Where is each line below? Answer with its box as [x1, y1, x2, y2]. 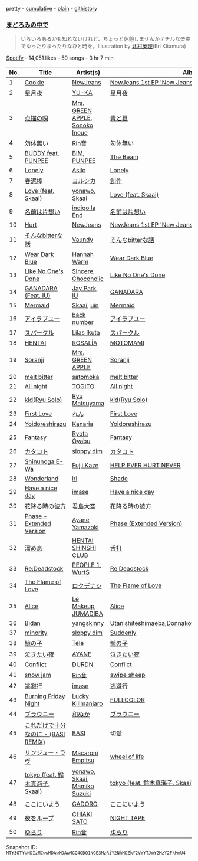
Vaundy [71, 235, 93, 244]
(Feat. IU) [24, 292, 51, 300]
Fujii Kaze [71, 461, 99, 470]
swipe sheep [110, 671, 146, 679]
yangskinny [71, 619, 104, 627]
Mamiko [71, 782, 94, 790]
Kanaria [71, 420, 94, 428]
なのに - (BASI [24, 730, 65, 738]
